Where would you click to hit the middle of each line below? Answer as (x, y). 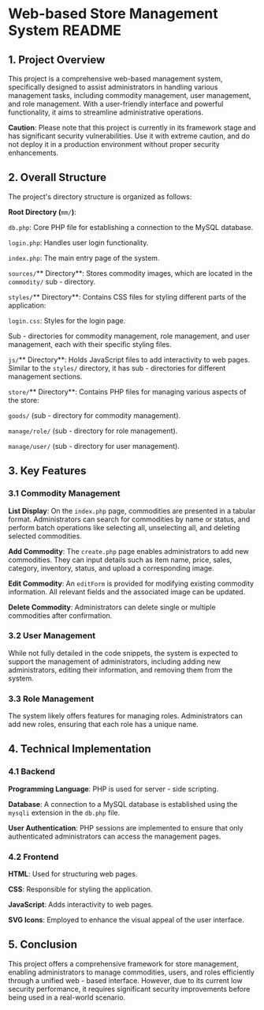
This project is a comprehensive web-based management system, (115, 79)
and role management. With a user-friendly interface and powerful (116, 104)
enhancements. (33, 153)
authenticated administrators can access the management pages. (115, 836)
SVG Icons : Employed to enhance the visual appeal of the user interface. (126, 920)
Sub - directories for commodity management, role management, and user (129, 336)
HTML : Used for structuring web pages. (73, 874)
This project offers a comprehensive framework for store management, (123, 963)
